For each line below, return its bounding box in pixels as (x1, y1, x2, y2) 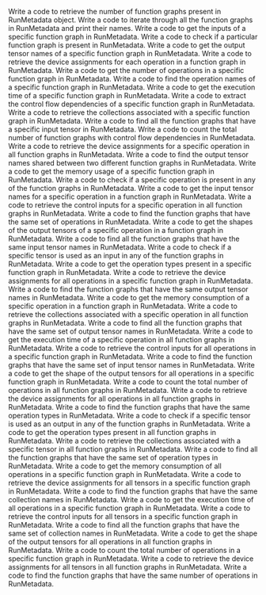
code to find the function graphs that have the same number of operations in (8, 570, 258, 580)
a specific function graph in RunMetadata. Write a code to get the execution (8, 82, 256, 92)
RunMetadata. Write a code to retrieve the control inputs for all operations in (8, 344, 256, 353)
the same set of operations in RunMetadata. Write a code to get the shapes (8, 217, 253, 227)
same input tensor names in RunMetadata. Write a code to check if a (8, 242, 232, 252)
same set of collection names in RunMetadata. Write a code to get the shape (8, 528, 258, 538)
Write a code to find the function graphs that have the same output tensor (8, 284, 249, 294)
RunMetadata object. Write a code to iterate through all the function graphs (8, 15, 253, 25)
